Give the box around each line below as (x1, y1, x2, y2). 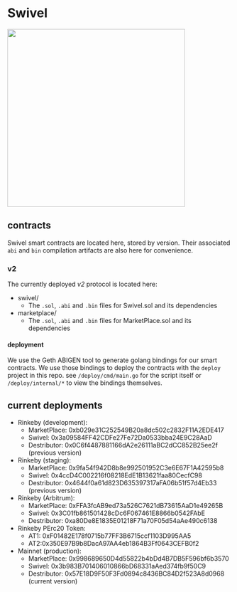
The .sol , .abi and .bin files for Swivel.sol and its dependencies (28, 301, 218, 310)
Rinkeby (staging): (17, 456, 72, 465)
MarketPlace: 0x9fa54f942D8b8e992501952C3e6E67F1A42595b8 (28, 464, 224, 472)
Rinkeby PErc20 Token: (17, 524, 86, 533)
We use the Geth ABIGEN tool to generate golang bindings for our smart (7, 356, 218, 364)
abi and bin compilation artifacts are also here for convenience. (7, 245, 194, 254)
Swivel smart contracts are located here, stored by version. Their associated (7, 238, 231, 247)
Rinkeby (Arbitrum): (17, 494, 75, 502)
